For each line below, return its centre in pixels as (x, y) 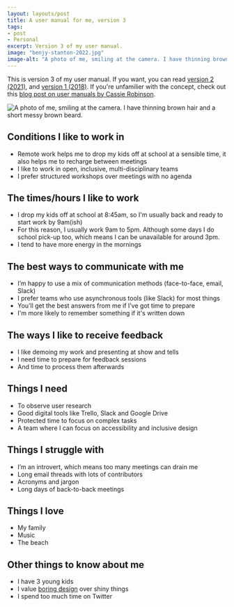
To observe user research (54, 406)
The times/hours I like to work (73, 198)
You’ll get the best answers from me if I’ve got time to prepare (106, 306)
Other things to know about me (76, 565)
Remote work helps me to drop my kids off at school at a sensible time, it (122, 154)
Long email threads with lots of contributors (80, 474)
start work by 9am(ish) (50, 222)
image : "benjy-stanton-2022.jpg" (56, 53)
